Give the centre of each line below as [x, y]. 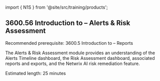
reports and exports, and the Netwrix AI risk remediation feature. [73, 63]
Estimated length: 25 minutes [36, 73]
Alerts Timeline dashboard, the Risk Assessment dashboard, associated [80, 58]
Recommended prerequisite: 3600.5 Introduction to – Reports [69, 43]
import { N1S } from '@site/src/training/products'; [56, 7]
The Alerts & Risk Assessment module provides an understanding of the [80, 53]
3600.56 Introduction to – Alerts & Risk [68, 23]
